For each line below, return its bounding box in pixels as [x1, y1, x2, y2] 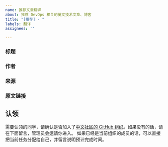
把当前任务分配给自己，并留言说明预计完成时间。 [5, 136, 107, 142]
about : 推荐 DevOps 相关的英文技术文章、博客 [5, 12, 92, 17]
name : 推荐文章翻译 [5, 7, 42, 13]
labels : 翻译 [5, 21, 31, 27]
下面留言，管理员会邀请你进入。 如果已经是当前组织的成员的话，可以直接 [9, 130, 161, 136]
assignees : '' [5, 26, 35, 31]
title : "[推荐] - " [5, 17, 45, 22]
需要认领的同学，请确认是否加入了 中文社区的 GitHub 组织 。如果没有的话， [5, 124, 159, 130]
